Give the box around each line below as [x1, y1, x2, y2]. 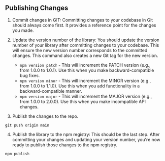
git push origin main [5, 123, 50, 128]
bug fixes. [19, 72, 40, 78]
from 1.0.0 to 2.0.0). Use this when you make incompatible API [19, 98, 146, 105]
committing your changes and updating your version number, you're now [12, 136, 161, 142]
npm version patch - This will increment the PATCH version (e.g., [19, 62, 151, 68]
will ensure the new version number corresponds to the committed [12, 47, 148, 53]
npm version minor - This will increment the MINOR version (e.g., [19, 78, 151, 83]
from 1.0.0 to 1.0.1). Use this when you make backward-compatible [19, 67, 154, 73]
